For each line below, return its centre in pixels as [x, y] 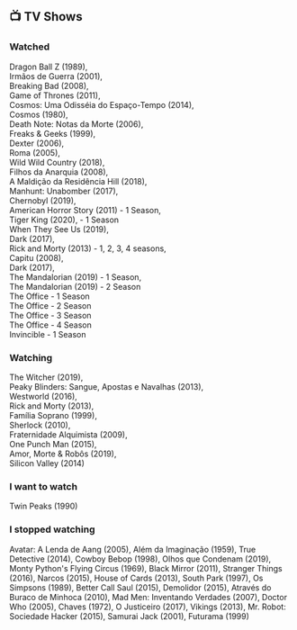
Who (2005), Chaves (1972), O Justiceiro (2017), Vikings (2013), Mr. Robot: [148, 607]
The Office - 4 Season [50, 325]
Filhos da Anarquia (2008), [59, 172]
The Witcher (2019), [46, 377]
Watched [30, 47]
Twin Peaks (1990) [44, 506]
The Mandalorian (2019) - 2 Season [75, 286]
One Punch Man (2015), [53, 444]
